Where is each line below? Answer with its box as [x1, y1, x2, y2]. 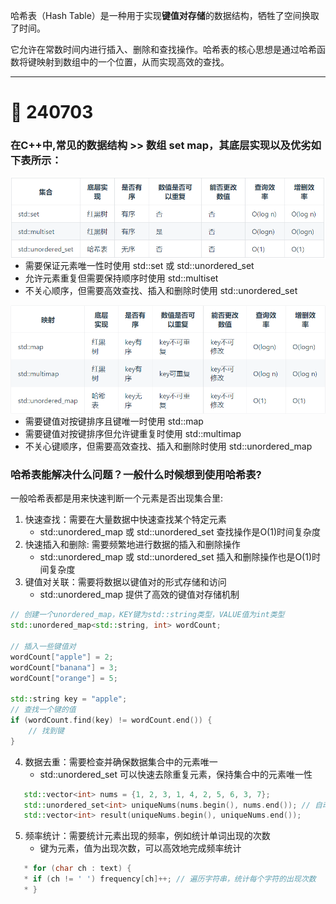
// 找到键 [28, 725, 65, 736]
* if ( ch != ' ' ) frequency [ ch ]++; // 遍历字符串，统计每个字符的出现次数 [23, 874, 317, 884]
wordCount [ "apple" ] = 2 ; [10, 652, 114, 662]
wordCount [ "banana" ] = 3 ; [10, 662, 118, 673]
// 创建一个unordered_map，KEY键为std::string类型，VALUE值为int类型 [10, 610, 285, 620]
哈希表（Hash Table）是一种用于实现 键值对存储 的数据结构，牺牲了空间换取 [10, 10, 320, 21]
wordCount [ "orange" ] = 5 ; [10, 673, 118, 683]
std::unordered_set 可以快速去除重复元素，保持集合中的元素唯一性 [39, 768, 313, 780]
